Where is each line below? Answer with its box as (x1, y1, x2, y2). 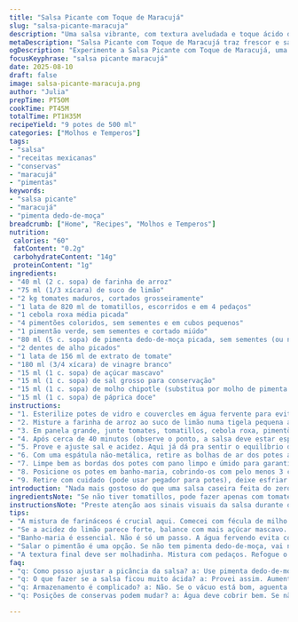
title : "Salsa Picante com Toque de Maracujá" (9, 12, 184, 22)
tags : (9, 137, 29, 146)
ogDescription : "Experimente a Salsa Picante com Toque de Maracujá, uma (9, 46, 288, 55)
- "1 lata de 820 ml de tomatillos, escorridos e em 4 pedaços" (9, 302, 252, 311)
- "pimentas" (9, 179, 58, 187)
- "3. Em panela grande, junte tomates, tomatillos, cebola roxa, (9, 426, 260, 435)
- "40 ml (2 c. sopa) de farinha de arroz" (9, 277, 173, 286)
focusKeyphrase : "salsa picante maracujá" (9, 54, 169, 63)
